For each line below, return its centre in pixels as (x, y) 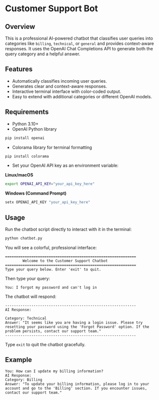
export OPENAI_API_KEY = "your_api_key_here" (50, 184)
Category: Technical (26, 318)
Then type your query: (28, 278)
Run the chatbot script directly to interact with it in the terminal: (69, 229)
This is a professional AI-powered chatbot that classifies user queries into (79, 38)
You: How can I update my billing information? (54, 371)
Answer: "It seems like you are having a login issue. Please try (74, 322)
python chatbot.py (24, 238)
